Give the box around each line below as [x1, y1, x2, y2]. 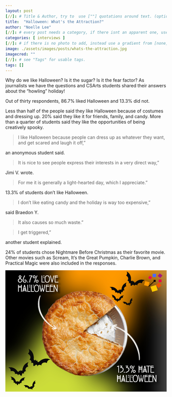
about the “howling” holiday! [5, 88, 65, 94]
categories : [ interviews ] [5, 35, 66, 41]
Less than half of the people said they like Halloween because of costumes [5, 108, 164, 114]
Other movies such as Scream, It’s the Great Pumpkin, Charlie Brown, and [5, 255, 160, 261]
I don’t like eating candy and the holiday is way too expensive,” [17, 199, 151, 205]
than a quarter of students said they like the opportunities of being [5, 119, 145, 125]
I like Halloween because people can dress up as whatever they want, [17, 134, 165, 141]
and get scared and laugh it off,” [17, 140, 86, 146]
